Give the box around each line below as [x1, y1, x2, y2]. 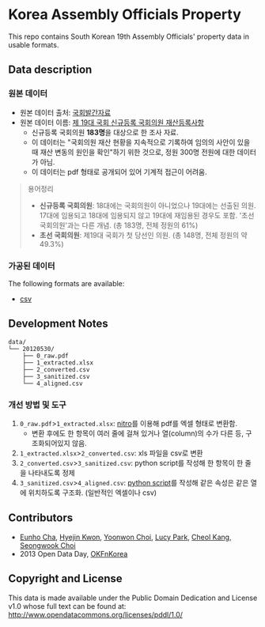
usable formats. [8, 40, 59, 49]
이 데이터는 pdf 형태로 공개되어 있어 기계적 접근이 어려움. [31, 167, 207, 176]
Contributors [8, 512, 74, 525]
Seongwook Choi [19, 540, 77, 550]
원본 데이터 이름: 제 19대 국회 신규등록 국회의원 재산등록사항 [19, 117, 204, 127]
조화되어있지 [31, 439, 70, 448]
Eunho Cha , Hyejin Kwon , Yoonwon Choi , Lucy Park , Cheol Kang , [19, 532, 232, 542]
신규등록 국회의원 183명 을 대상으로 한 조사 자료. [31, 127, 180, 137]
